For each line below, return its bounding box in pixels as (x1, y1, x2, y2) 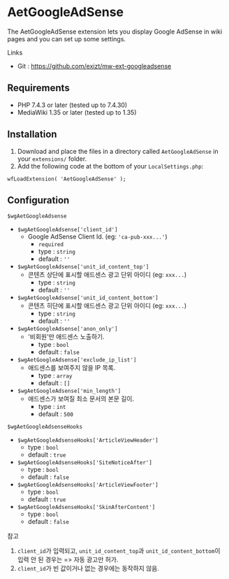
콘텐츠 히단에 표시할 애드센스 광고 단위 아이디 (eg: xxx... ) (27, 301, 187, 310)
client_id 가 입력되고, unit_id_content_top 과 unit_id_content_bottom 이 (17, 547, 221, 555)
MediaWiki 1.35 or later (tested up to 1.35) (17, 108, 138, 116)
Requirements (7, 82, 70, 94)
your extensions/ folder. (17, 155, 87, 163)
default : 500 (38, 410, 73, 418)
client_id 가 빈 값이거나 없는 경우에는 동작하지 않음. (17, 564, 159, 573)
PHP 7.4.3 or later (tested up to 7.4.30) (17, 101, 128, 109)
